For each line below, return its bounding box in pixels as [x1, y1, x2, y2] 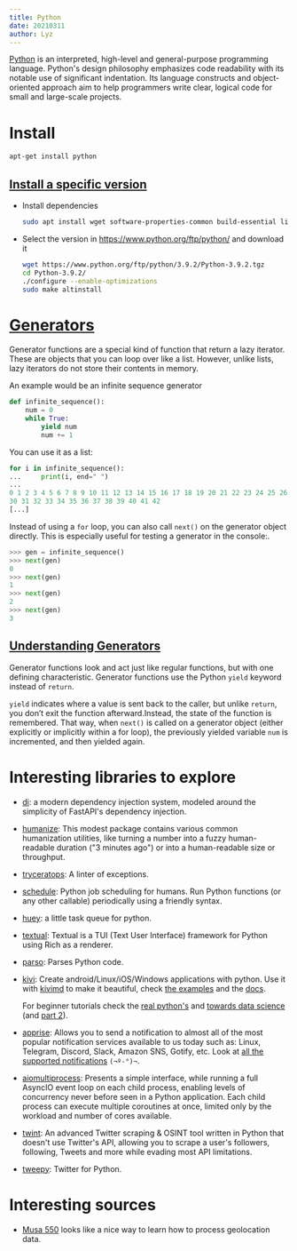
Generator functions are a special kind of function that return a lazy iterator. [9, 344, 285, 355]
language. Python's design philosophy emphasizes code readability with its [9, 63, 285, 74]
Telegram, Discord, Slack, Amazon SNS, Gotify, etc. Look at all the [21, 1046, 264, 1056]
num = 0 [25, 406, 53, 415]
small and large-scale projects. [9, 92, 122, 102]
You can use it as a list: [9, 446, 93, 458]
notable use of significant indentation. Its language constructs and [9, 73, 252, 84]
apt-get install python [9, 152, 98, 161]
